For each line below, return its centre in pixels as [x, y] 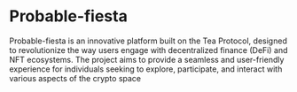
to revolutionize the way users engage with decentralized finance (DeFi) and [148, 50]
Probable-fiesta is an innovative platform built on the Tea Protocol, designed [148, 41]
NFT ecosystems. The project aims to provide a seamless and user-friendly [147, 59]
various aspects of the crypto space [75, 78]
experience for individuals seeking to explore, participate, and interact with [146, 69]
